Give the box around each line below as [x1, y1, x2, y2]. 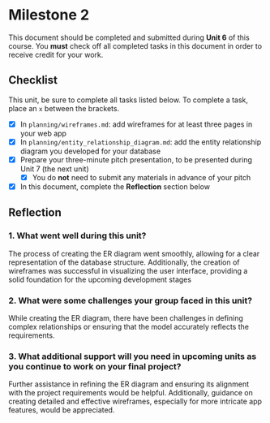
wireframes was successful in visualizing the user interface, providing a [8, 265, 248, 275]
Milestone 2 [8, 6, 90, 24]
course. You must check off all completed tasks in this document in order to [8, 41, 262, 50]
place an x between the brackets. [8, 103, 120, 113]
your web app [19, 128, 67, 138]
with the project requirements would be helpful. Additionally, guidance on [8, 388, 253, 398]
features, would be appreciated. [8, 405, 115, 415]
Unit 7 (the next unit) [19, 164, 89, 174]
